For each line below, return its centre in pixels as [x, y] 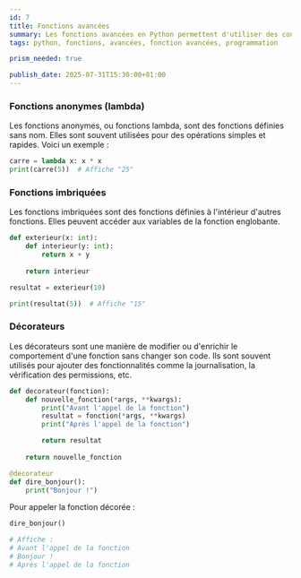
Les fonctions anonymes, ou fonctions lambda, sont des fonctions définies [147, 125]
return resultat [72, 441]
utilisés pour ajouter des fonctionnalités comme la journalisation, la [132, 365]
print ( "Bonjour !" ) [62, 490]
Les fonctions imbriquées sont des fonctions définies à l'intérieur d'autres [146, 212]
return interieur [58, 271]
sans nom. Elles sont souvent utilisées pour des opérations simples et [138, 135]
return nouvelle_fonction [74, 457]
